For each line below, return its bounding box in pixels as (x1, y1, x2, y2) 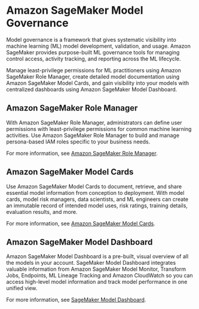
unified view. (6, 284, 38, 292)
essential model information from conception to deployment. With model (6, 189, 185, 196)
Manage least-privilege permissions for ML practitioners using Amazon (6, 66, 181, 74)
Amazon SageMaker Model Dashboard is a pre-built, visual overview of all (6, 253, 189, 260)
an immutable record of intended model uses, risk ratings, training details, (6, 201, 188, 209)
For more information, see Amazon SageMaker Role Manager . (6, 149, 158, 157)
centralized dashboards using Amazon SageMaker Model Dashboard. (6, 85, 177, 93)
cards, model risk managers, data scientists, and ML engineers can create (6, 195, 189, 203)
